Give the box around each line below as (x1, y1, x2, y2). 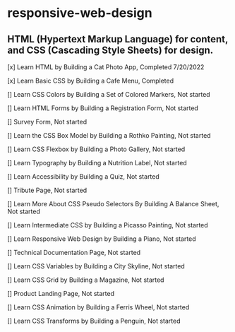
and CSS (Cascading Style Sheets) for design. (7, 44, 214, 56)
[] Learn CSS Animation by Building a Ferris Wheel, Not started (7, 303, 190, 312)
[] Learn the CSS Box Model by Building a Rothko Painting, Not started (7, 131, 211, 139)
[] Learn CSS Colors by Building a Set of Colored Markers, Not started (7, 90, 210, 98)
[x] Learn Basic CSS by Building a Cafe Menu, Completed (7, 76, 174, 85)
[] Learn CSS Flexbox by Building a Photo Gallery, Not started (7, 145, 186, 153)
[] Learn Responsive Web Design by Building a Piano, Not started (7, 235, 196, 243)
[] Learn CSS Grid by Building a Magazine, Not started (7, 275, 164, 284)
